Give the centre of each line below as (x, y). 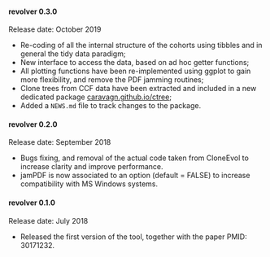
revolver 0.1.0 (32, 203)
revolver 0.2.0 (33, 124)
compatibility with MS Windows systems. (89, 184)
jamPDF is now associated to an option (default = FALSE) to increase (135, 176)
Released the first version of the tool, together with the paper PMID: (133, 237)
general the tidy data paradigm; (73, 54)
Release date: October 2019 (55, 29)
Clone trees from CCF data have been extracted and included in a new (138, 89)
